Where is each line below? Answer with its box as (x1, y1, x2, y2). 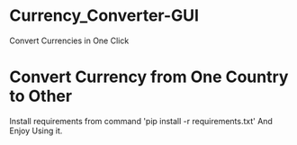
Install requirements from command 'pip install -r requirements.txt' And (9, 115, 273, 126)
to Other (9, 86, 73, 106)
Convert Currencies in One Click (9, 35, 130, 46)
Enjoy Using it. (9, 125, 63, 136)
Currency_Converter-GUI (9, 5, 200, 26)
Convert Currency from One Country (9, 67, 289, 87)
